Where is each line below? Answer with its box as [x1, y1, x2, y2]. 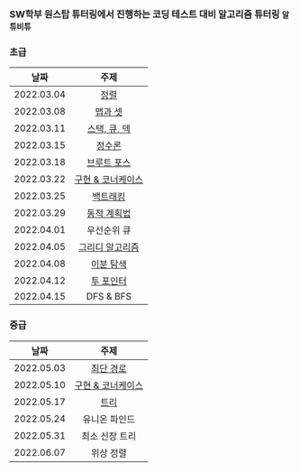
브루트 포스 [86, 156, 131, 169]
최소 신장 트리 [81, 430, 137, 442]
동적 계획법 [86, 208, 131, 220]
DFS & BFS [86, 291, 132, 303]
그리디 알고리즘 [77, 241, 140, 254]
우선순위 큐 [86, 224, 131, 236]
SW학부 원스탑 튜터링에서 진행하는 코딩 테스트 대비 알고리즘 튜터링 [9, 7, 281, 20]
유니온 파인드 [82, 412, 135, 425]
